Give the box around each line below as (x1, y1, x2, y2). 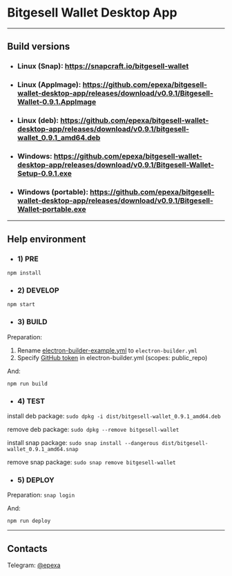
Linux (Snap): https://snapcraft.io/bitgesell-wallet (17, 61, 189, 71)
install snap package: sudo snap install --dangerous (7, 438, 159, 446)
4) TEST (17, 396, 46, 406)
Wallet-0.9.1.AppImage (17, 97, 97, 107)
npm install (7, 270, 41, 277)
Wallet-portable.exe (17, 204, 86, 214)
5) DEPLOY (17, 475, 55, 484)
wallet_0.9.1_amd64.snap (7, 446, 79, 453)
